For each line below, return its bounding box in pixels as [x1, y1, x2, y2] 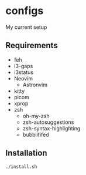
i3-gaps [13, 62, 33, 69]
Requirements [5, 41, 58, 51]
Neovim [13, 75, 33, 82]
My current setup [5, 23, 47, 31]
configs [5, 4, 44, 18]
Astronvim [22, 81, 48, 88]
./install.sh [5, 163, 37, 170]
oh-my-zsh [22, 112, 50, 119]
